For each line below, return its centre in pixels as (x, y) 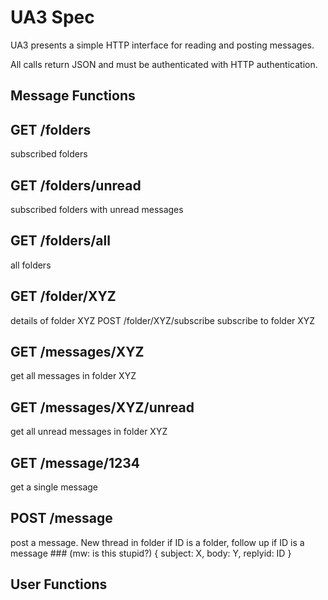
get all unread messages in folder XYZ (89, 432)
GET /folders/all (60, 241)
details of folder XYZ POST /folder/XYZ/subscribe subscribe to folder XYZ (163, 320)
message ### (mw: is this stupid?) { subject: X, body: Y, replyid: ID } (151, 553)
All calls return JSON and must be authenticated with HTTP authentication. (164, 64)
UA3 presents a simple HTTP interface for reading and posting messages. (162, 45)
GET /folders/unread (76, 185)
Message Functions (73, 96)
